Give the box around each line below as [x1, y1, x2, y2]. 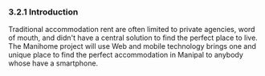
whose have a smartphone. [8, 58, 99, 68]
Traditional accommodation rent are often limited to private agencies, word [8, 25, 255, 34]
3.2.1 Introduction [8, 6, 79, 18]
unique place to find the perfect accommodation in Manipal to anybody [8, 50, 243, 60]
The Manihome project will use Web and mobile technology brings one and [8, 42, 257, 51]
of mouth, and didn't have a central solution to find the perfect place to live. [8, 33, 259, 42]
